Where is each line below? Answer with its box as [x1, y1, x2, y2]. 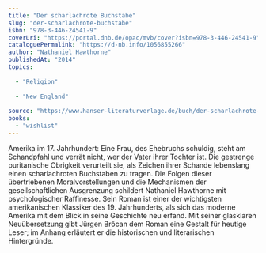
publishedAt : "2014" [8, 56, 77, 64]
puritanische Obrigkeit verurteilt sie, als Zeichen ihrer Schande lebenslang [8, 160, 250, 170]
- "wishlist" [15, 122, 59, 130]
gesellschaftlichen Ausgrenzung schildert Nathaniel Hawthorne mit [8, 185, 227, 194]
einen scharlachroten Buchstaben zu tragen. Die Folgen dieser [8, 168, 212, 178]
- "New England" [15, 93, 69, 100]
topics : [8, 63, 34, 71]
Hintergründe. [8, 236, 54, 245]
